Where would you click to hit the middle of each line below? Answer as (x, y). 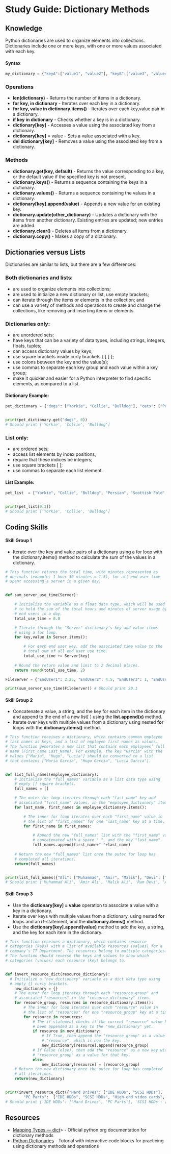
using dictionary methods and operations (56, 1146)
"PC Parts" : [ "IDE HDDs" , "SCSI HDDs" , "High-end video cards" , (94, 1097)
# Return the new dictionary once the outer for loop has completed (89, 1069)
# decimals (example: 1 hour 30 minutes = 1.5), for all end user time (83, 577)
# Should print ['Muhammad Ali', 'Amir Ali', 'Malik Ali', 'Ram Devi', (83, 882)
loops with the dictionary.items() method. (57, 728)
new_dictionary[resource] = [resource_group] (91, 1064)
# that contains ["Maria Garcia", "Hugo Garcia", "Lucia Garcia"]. (78, 761)
